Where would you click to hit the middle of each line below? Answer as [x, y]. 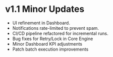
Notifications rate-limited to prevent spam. [56, 28]
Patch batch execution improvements [50, 49]
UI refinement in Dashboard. [41, 23]
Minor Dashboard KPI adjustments [47, 44]
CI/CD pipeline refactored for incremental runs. [60, 33]
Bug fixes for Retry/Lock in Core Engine [53, 39]
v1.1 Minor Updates [45, 9]
